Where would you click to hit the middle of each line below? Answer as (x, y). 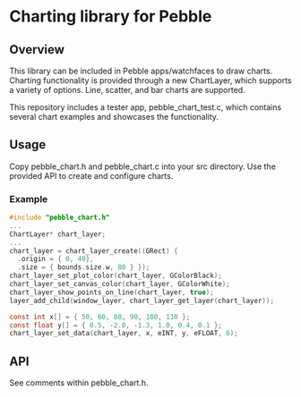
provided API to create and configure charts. (91, 175)
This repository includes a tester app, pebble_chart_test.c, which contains (146, 107)
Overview (37, 50)
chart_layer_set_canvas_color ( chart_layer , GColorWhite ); (120, 284)
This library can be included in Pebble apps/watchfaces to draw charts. (141, 71)
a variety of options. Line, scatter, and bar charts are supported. (127, 90)
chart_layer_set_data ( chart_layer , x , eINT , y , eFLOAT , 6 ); (124, 334)
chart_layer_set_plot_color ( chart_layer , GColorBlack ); (116, 276)
